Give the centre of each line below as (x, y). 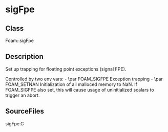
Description (24, 57)
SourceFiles (25, 111)
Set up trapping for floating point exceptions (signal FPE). (66, 69)
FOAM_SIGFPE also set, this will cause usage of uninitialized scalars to (80, 90)
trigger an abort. (23, 95)
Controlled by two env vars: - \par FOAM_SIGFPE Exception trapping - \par (84, 79)
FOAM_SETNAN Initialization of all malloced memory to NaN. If (71, 84)
